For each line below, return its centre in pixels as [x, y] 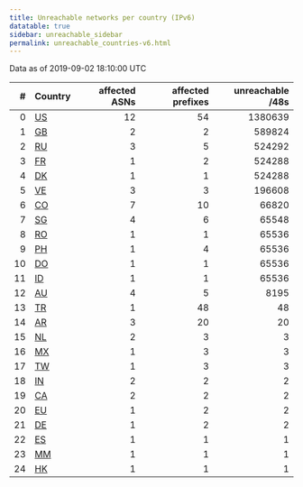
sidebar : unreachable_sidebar [66, 34]
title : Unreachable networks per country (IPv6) [102, 18]
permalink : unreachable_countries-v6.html [90, 43]
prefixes [191, 102]
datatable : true [40, 26]
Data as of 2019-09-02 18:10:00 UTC [78, 69]
